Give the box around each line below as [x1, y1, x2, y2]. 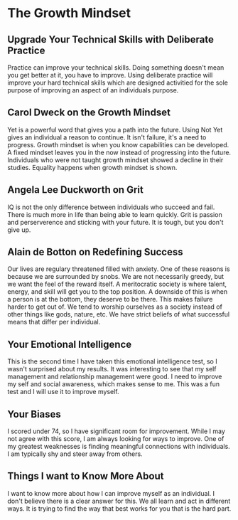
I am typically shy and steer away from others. [7, 450, 144, 458]
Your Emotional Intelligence [7, 338, 132, 350]
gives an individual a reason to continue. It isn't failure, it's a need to [7, 133, 207, 142]
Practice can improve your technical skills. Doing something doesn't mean [7, 63, 225, 72]
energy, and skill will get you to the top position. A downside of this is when [7, 287, 228, 296]
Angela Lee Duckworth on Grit [7, 184, 144, 196]
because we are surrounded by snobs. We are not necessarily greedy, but [7, 272, 225, 281]
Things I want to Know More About [7, 470, 164, 482]
